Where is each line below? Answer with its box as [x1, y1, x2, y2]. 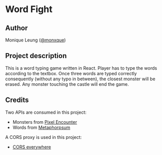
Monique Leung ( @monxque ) [5, 37, 66, 43]
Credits [5, 96, 29, 105]
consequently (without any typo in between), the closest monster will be [5, 76, 155, 82]
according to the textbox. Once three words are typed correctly [5, 70, 137, 76]
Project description [5, 51, 67, 60]
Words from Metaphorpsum [12, 124, 71, 130]
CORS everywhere [12, 144, 51, 150]
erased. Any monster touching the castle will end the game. [5, 81, 129, 87]
